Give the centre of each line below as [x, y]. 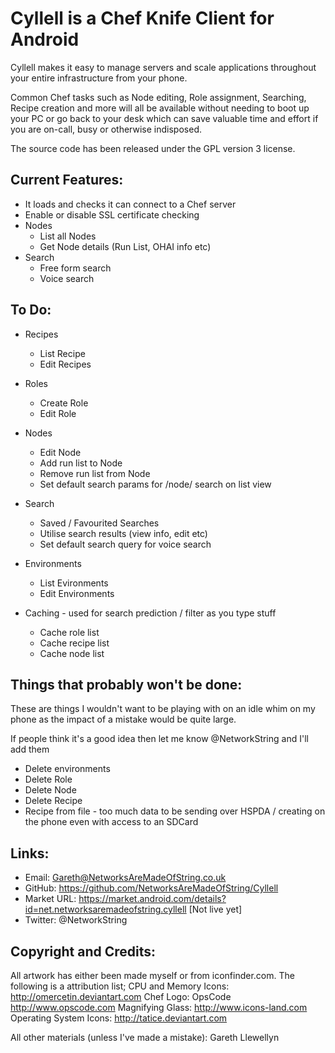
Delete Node [50, 790]
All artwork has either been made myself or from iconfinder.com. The [152, 975]
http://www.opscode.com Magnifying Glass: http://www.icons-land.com [159, 1007]
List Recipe [62, 353]
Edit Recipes [65, 364]
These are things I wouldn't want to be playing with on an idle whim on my [163, 709]
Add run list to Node [81, 463]
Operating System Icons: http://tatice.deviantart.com [119, 1018]
